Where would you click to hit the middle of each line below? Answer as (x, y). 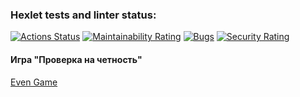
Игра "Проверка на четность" (76, 59)
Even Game (34, 82)
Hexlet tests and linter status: (83, 15)
